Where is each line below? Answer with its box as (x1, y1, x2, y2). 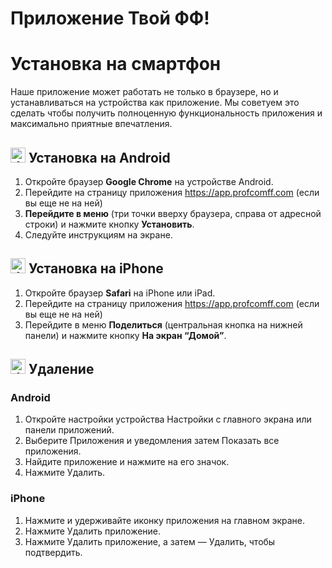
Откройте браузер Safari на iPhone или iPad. (24, 287, 216, 299)
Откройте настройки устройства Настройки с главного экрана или (24, 413, 312, 426)
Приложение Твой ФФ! (10, 7, 210, 30)
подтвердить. (24, 546, 83, 558)
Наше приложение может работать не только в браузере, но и (10, 86, 279, 98)
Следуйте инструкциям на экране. (24, 228, 173, 241)
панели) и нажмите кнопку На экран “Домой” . (24, 329, 227, 341)
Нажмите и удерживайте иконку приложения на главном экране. (24, 514, 306, 526)
